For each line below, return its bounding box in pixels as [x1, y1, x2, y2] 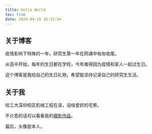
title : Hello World [5, 7, 46, 12]
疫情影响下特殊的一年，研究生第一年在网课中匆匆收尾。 [5, 50, 119, 56]
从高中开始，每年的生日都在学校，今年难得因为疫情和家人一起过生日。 [5, 61, 150, 67]
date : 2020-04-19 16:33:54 [5, 16, 61, 21]
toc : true [5, 12, 26, 17]
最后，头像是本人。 [5, 123, 45, 129]
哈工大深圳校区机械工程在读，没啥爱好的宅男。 [5, 102, 101, 108]
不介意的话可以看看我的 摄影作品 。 [5, 113, 75, 118]
